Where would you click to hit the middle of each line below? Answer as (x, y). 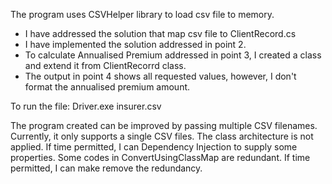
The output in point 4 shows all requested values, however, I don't (160, 76)
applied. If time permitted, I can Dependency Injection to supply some (154, 147)
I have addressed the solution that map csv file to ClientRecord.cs (160, 33)
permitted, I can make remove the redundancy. (106, 168)
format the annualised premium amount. (107, 87)
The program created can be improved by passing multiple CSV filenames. (164, 125)
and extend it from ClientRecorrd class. (105, 65)
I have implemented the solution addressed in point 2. (135, 44)
